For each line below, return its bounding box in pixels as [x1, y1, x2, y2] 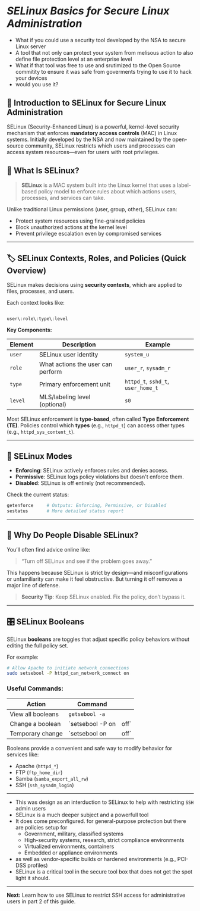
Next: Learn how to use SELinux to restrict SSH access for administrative [7, 891, 186, 899]
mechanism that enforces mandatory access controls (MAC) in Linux [7, 129, 177, 136]
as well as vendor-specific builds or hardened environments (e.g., [15, 855, 176, 862]
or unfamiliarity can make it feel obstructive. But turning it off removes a [7, 575, 183, 583]
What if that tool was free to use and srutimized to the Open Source [15, 61, 180, 69]
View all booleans [9, 710, 59, 718]
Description [62, 340, 96, 349]
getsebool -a [68, 710, 106, 718]
